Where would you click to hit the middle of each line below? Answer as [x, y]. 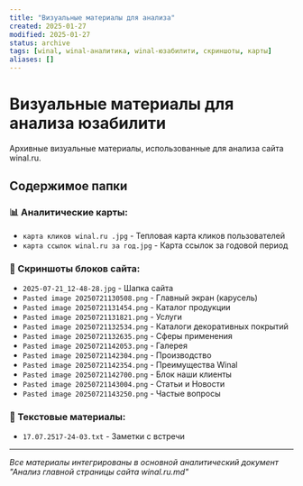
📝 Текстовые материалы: [68, 417]
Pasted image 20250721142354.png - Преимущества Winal [130, 364]
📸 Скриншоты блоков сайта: [75, 269]
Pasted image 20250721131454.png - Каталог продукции [127, 307]
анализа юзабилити [88, 124]
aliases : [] [32, 60]
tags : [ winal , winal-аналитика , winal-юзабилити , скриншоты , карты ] [141, 51]
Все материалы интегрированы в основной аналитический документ [144, 463]
